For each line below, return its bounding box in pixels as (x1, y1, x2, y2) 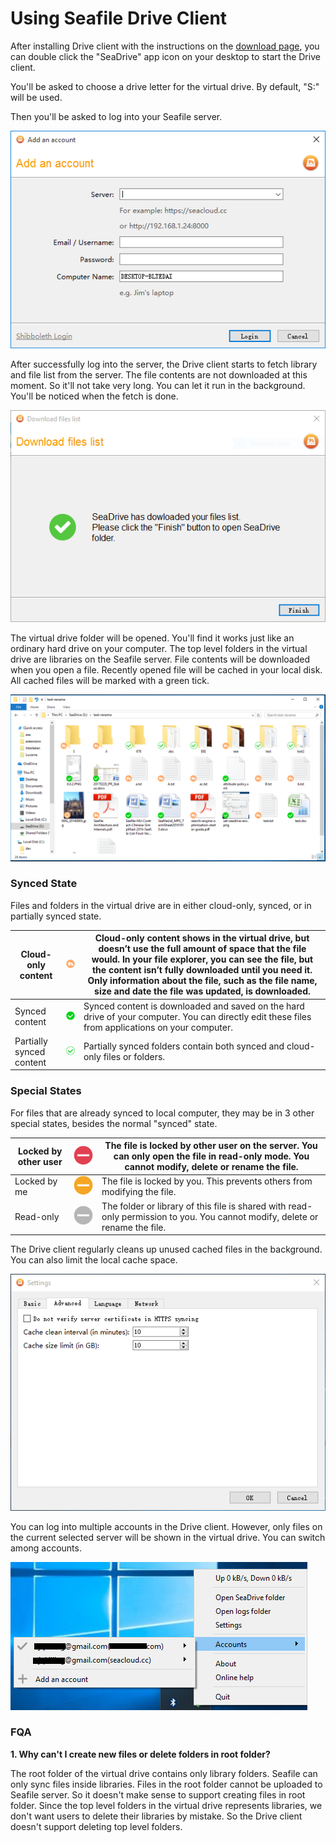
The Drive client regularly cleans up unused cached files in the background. (10, 1243, 323, 1256)
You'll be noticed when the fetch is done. (10, 390, 179, 402)
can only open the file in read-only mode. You (113, 1150, 310, 1162)
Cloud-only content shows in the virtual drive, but (94, 932, 310, 944)
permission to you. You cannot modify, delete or (121, 1210, 319, 1222)
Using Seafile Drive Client (10, 7, 228, 30)
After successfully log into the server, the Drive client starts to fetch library (10, 358, 318, 370)
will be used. (10, 91, 63, 103)
